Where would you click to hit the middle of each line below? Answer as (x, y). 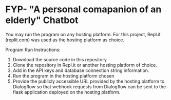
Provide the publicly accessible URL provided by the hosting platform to (89, 81)
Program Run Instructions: (33, 49)
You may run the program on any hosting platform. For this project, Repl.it (83, 34)
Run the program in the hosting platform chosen (63, 76)
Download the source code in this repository (60, 59)
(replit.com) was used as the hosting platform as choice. (65, 40)
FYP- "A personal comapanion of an (83, 9)
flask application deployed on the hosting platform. (66, 92)
